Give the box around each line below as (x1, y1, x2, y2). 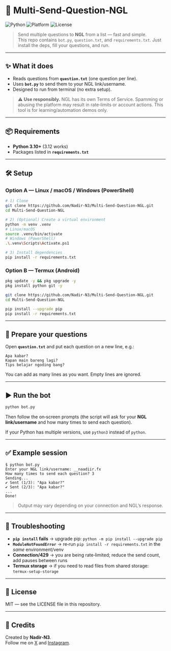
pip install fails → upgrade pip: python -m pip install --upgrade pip (12, 536, 163, 542)
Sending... (5, 475, 28, 480)
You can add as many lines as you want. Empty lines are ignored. (5, 371, 141, 377)
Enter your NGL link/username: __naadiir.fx (5, 467, 101, 472)
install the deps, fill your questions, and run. (17, 42, 110, 48)
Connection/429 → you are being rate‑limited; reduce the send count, (12, 551, 160, 558)
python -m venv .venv (5, 222, 51, 227)
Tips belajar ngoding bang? (5, 363, 65, 368)
